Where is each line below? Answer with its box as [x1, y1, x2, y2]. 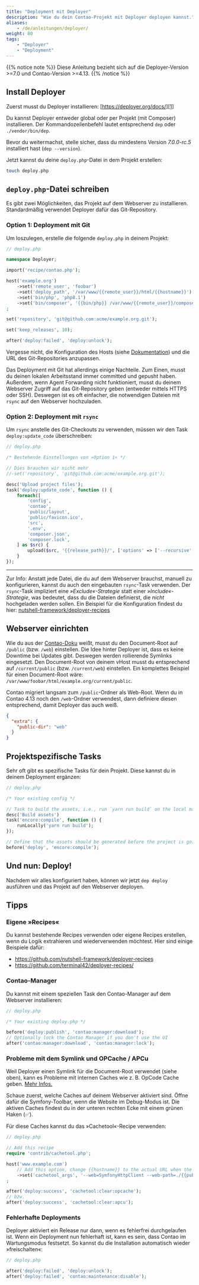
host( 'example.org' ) [6, 278, 57, 284]
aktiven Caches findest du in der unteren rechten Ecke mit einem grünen [6, 1105, 184, 1112]
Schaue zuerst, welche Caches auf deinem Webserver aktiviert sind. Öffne [6, 1092, 188, 1099]
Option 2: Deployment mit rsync [6, 412, 99, 421]
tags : [6, 36, 20, 42]
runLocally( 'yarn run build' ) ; [17, 823, 94, 829]
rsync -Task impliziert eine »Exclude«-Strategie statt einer [6, 587, 146, 594]
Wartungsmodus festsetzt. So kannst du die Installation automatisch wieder [6, 1239, 191, 1246]
